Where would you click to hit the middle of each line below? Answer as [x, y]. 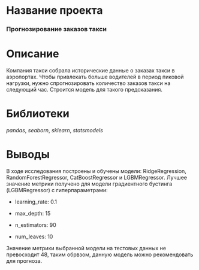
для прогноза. [24, 260]
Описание [33, 54]
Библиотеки [38, 114]
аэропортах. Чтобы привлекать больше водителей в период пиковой [95, 77]
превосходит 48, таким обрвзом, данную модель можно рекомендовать [100, 254]
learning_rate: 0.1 [36, 202]
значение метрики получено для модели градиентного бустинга [89, 184]
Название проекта [55, 10]
